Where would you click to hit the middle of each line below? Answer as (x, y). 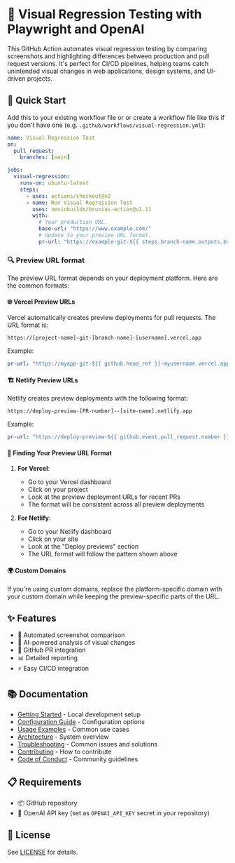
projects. (40, 78)
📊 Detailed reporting (48, 658)
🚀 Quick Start (37, 101)
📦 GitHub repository (47, 803)
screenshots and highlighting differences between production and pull (108, 56)
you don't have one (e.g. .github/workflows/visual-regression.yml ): (106, 125)
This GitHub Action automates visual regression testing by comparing (107, 48)
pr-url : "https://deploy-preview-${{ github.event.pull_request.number (114, 437)
